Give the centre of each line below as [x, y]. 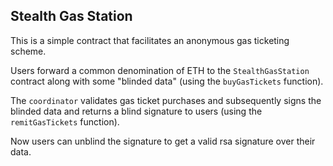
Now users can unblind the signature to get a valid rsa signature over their [163, 141]
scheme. [28, 51]
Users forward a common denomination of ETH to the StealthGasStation [160, 70]
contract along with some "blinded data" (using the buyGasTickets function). [167, 81]
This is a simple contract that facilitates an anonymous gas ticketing [150, 40]
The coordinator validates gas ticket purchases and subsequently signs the [166, 100]
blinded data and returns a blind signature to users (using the [136, 111]
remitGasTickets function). [65, 121]
